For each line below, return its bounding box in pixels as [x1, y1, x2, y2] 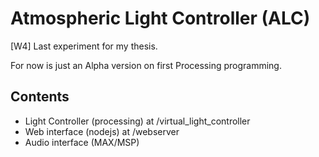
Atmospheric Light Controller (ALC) [10, 7, 311, 30]
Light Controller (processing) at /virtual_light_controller [24, 115, 251, 127]
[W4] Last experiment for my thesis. [10, 40, 158, 52]
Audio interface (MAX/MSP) [24, 136, 140, 148]
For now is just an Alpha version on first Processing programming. [10, 59, 282, 71]
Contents [10, 88, 70, 106]
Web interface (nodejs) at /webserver [24, 125, 180, 137]
